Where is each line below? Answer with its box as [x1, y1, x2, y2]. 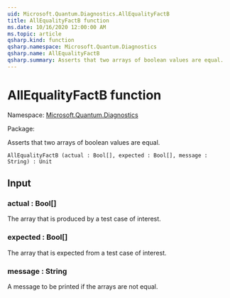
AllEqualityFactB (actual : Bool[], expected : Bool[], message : [7, 152, 208, 159]
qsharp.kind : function [7, 37, 75, 44]
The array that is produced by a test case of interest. [7, 214, 161, 223]
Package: [7, 124, 35, 133]
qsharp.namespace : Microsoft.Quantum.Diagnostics [7, 43, 158, 50]
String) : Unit [7, 158, 53, 165]
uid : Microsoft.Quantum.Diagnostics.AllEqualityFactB [7, 10, 170, 18]
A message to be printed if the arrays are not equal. [7, 282, 158, 291]
